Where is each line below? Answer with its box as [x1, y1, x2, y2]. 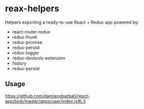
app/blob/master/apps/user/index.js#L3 [5, 98, 86, 104]
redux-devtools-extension [12, 55, 65, 61]
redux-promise [12, 39, 43, 45]
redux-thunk [12, 34, 38, 40]
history [12, 60, 27, 66]
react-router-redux [12, 29, 51, 35]
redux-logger [12, 50, 39, 56]
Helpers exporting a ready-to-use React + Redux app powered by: [5, 19, 139, 25]
